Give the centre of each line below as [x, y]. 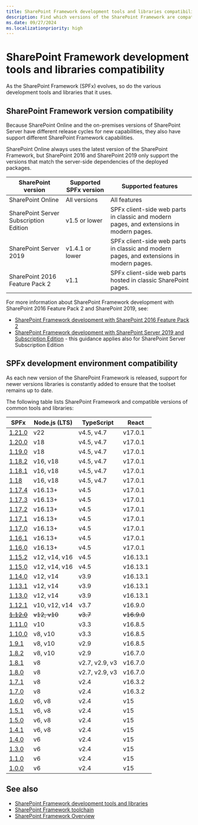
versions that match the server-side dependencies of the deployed [87, 162]
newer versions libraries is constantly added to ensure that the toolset [91, 384]
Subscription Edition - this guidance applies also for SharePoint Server [100, 339]
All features [126, 200]
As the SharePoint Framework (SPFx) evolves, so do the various [84, 86]
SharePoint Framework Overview [55, 816]
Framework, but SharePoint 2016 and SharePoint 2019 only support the [92, 155]
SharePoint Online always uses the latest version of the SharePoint [87, 149]
